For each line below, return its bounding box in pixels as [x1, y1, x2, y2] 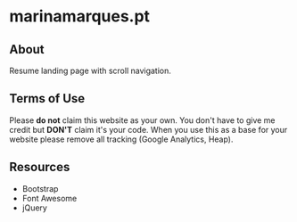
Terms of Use [9, 91, 86, 106]
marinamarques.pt [9, 6, 150, 27]
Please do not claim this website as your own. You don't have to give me [9, 114, 276, 126]
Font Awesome [21, 193, 78, 203]
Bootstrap [21, 183, 59, 193]
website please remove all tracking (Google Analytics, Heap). [9, 134, 234, 144]
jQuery [21, 202, 47, 213]
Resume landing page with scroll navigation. [9, 65, 172, 76]
